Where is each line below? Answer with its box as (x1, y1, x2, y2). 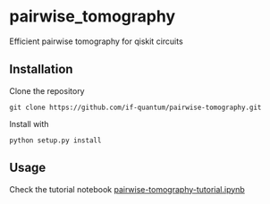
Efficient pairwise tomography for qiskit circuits (9, 36, 183, 47)
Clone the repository (9, 85, 85, 96)
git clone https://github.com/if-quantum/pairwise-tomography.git (9, 103, 262, 112)
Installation (9, 62, 73, 77)
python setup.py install (9, 136, 102, 145)
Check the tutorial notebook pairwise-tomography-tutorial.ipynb (9, 183, 246, 194)
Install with (9, 118, 49, 129)
